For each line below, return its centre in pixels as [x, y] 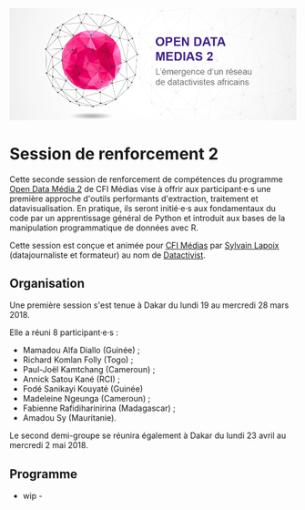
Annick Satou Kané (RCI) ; [71, 379]
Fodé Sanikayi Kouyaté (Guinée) [83, 389]
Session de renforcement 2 [114, 153]
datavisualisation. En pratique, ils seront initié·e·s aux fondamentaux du [142, 208]
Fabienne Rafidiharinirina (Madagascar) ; [99, 408]
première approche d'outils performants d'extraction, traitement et [134, 199]
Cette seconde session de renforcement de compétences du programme [147, 179]
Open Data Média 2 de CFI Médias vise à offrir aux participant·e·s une [140, 189]
